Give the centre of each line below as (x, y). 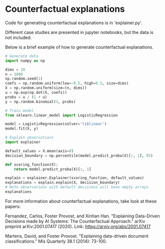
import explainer (23, 142)
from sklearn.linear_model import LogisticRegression (62, 115)
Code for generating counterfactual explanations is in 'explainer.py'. (74, 23)
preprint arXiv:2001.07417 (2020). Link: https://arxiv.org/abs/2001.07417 (78, 226)
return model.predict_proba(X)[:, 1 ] (53, 169)
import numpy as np (25, 61)
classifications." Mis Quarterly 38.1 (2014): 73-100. (56, 241)
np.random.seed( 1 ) (24, 79)
